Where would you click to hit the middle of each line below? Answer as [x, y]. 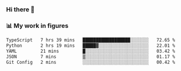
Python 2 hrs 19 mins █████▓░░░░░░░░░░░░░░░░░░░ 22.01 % [91, 46]
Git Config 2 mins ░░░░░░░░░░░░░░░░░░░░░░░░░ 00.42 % [91, 62]
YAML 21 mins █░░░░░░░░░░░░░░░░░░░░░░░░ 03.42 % [91, 51]
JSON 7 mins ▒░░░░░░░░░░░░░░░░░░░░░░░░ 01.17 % [91, 57]
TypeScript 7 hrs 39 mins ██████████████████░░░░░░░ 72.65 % [91, 40]
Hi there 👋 [21, 9]
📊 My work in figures [37, 25]
